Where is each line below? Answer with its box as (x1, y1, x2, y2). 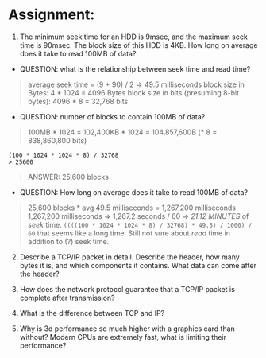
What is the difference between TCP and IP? (19, 308, 165, 317)
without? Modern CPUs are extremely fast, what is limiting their (19, 332, 226, 341)
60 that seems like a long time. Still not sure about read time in (27, 228, 231, 238)
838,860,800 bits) (27, 135, 87, 145)
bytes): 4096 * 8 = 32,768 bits (27, 96, 129, 106)
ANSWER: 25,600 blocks (27, 172, 110, 181)
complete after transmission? (19, 293, 115, 302)
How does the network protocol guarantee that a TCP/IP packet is (19, 284, 236, 294)
